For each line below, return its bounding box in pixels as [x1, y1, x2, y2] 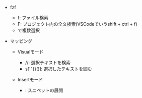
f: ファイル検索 [17, 15, 49, 21]
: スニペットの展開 [25, 87, 63, 93]
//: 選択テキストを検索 [25, 60, 71, 65]
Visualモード [17, 49, 44, 55]
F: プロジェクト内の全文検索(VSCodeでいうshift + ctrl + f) [17, 21, 137, 27]
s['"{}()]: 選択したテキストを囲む [25, 66, 92, 72]
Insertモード [17, 77, 43, 82]
